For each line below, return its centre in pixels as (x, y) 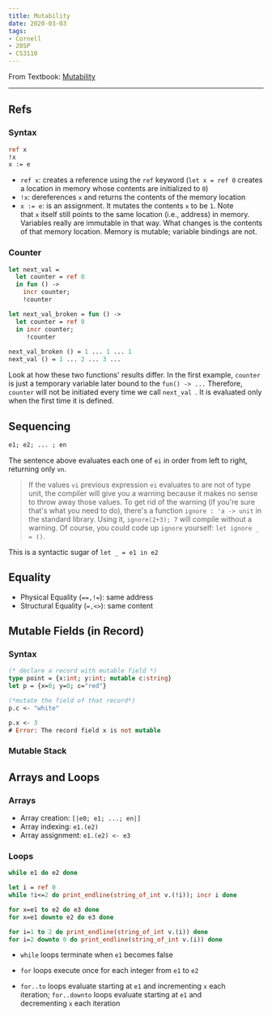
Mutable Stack (38, 751)
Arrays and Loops (54, 777)
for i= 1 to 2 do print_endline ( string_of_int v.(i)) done (108, 932)
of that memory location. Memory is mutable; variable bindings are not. (138, 232)
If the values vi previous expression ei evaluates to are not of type (139, 485)
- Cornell (25, 38)
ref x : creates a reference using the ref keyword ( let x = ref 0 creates (141, 180)
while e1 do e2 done (43, 873)
